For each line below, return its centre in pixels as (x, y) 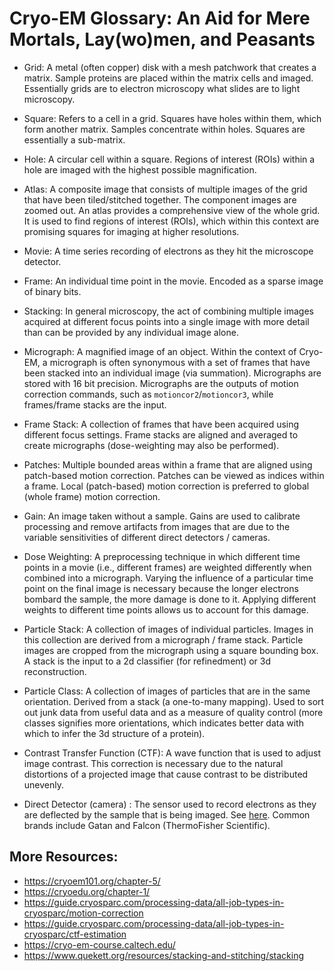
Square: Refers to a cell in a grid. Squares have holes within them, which (172, 118)
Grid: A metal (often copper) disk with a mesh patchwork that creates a (170, 67)
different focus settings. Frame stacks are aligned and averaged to (161, 434)
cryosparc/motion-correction (83, 913)
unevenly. (44, 784)
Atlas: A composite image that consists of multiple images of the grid (165, 189)
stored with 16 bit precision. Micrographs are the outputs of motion (161, 383)
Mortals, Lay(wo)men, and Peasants (162, 39)
